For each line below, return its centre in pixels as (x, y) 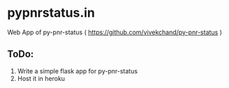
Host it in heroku (41, 78)
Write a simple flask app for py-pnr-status (77, 71)
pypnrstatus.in (51, 13)
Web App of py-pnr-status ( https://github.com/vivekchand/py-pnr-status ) (114, 32)
